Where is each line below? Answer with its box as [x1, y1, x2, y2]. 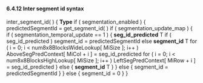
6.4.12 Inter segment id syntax [6, 5, 84, 12]
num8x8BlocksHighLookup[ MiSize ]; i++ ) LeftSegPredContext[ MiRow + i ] [6, 57, 196, 64]
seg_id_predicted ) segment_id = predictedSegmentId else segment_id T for [6, 38, 198, 45]
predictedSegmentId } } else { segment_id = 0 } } [6, 70, 128, 77]
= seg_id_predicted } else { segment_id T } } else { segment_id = [6, 64, 168, 71]
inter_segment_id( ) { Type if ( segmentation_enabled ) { [6, 18, 147, 25]
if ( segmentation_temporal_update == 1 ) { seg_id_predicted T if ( [6, 31, 171, 39]
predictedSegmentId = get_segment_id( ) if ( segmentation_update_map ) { [6, 25, 193, 32]
